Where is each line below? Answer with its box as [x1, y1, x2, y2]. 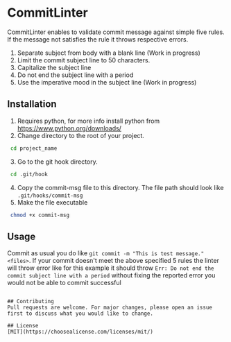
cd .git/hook [10, 171, 49, 178]
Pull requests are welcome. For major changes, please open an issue [7, 304, 213, 311]
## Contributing [7, 298, 54, 305]
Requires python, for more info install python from [17, 117, 160, 125]
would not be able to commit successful [7, 279, 121, 287]
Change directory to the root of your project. [17, 131, 144, 139]
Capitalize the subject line [17, 63, 92, 71]
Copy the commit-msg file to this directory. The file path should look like [17, 183, 224, 191]
